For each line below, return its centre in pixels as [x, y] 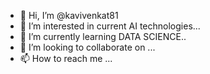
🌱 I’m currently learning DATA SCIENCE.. [103, 36]
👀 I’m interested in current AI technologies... [110, 26]
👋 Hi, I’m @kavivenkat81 [69, 15]
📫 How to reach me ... [66, 58]
